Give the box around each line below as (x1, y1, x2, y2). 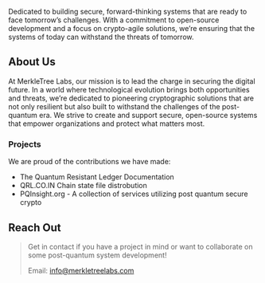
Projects (8, 139, 41, 150)
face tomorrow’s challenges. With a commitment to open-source (8, 15, 220, 25)
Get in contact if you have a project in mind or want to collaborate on (27, 242, 253, 251)
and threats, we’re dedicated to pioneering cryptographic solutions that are (8, 93, 255, 103)
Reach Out (8, 221, 61, 234)
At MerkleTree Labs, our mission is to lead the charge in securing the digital (8, 76, 256, 86)
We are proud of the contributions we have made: (8, 157, 171, 167)
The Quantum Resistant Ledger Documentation (19, 172, 175, 182)
